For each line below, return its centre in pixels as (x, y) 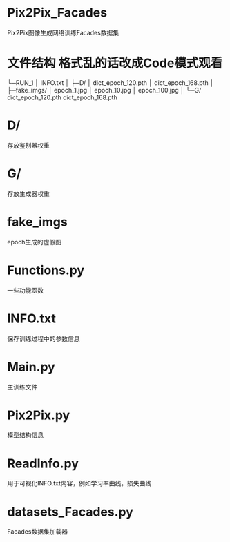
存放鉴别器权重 (28, 145)
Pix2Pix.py (39, 415)
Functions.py (46, 270)
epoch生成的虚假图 (35, 242)
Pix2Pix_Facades (57, 13)
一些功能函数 (25, 290)
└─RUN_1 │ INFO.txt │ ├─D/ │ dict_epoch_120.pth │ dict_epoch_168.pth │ (111, 83)
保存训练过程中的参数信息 (44, 338)
